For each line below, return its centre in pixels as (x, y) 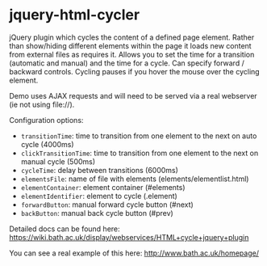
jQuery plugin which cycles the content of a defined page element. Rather (132, 37)
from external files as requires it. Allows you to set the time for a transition (132, 54)
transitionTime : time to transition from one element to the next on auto (139, 136)
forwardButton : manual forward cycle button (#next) (107, 205)
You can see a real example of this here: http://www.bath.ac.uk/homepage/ (134, 253)
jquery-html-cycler (75, 15)
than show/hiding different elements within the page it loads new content (131, 45)
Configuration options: (46, 120)
